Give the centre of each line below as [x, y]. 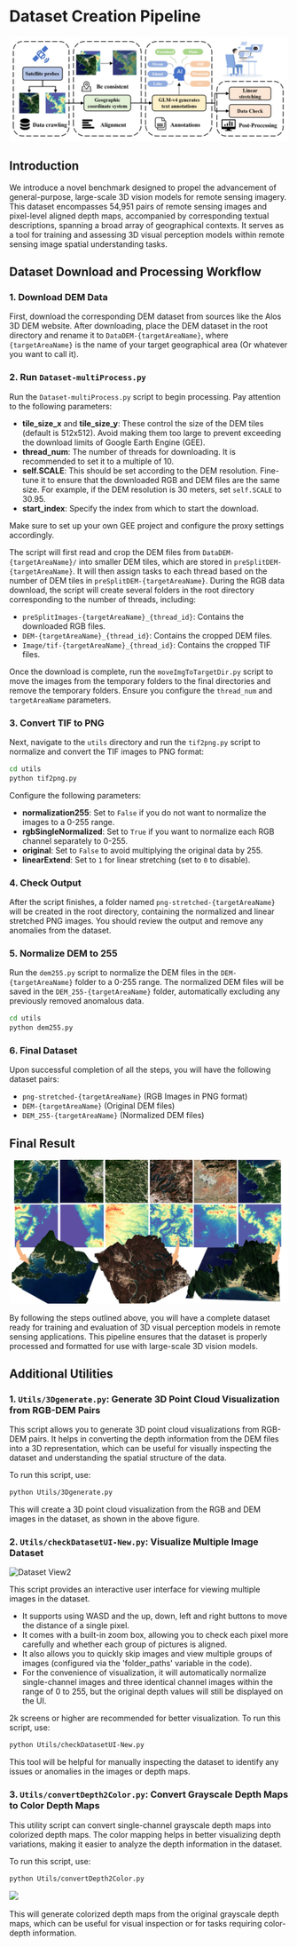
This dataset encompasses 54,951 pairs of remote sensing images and [138, 206]
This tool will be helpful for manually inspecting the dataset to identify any [144, 1762]
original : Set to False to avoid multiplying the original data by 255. [142, 850]
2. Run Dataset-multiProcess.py [78, 377]
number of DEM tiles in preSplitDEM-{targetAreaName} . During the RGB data [147, 580]
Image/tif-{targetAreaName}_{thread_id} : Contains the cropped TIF [146, 645]
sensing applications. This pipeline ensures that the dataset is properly [138, 1336]
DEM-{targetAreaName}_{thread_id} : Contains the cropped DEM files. [147, 635]
